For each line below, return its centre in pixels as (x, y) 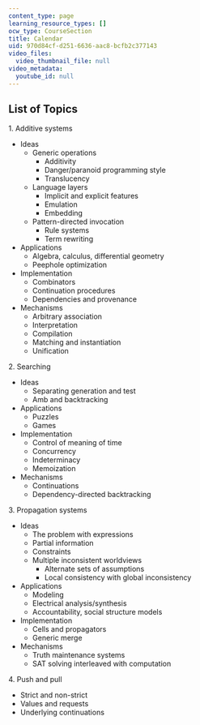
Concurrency (54, 452)
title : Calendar (36, 39)
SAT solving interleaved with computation (102, 664)
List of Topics (43, 109)
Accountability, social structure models (97, 612)
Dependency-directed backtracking (91, 495)
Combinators (54, 282)
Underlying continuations (62, 712)
